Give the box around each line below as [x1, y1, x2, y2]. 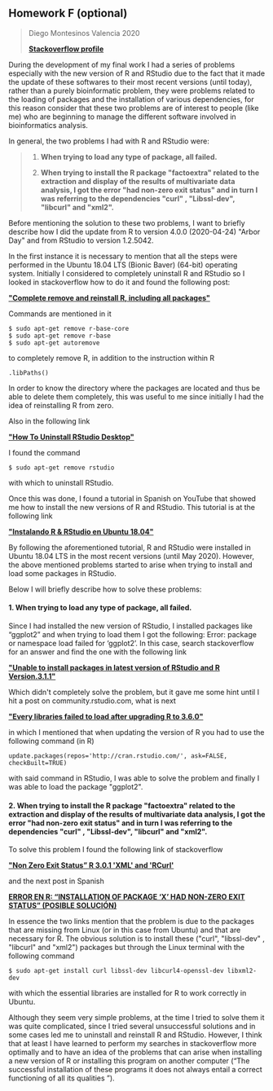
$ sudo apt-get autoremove [8, 338, 100, 347]
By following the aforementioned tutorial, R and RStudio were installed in [8, 542, 251, 552]
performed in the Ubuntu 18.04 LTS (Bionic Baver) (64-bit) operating [8, 260, 238, 270]
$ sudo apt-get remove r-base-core [8, 324, 130, 332]
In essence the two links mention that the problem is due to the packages [8, 917, 255, 926]
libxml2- [227, 967, 257, 975]
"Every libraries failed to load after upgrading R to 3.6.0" [8, 712, 204, 722]
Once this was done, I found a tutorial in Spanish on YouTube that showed [8, 493, 257, 504]
